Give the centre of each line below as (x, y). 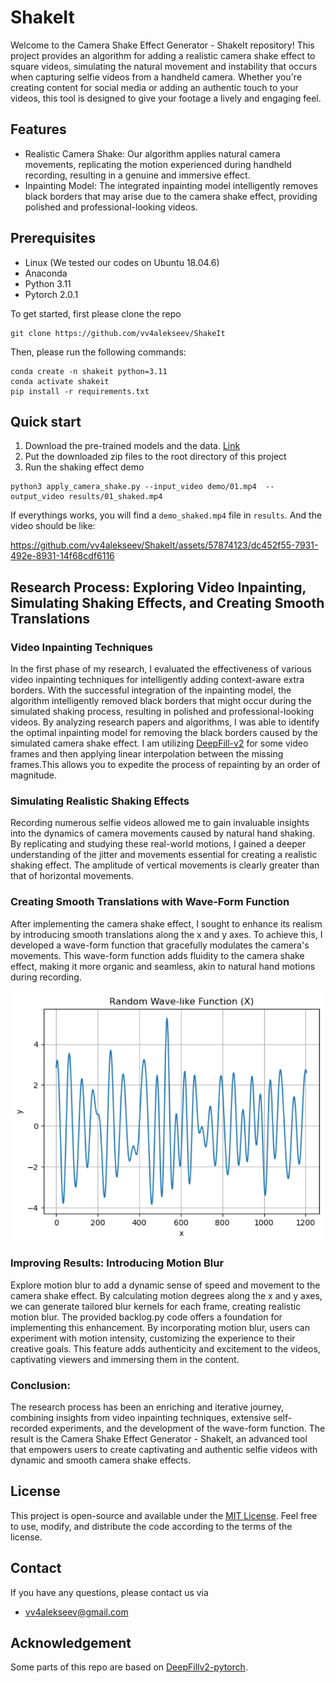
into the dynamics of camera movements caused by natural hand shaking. (162, 833)
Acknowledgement (71, 1642)
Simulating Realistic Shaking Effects (100, 801)
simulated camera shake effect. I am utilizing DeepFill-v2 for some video (159, 743)
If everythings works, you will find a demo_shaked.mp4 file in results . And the (166, 515)
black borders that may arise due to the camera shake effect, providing (171, 196)
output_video (37, 497)
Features (38, 129)
